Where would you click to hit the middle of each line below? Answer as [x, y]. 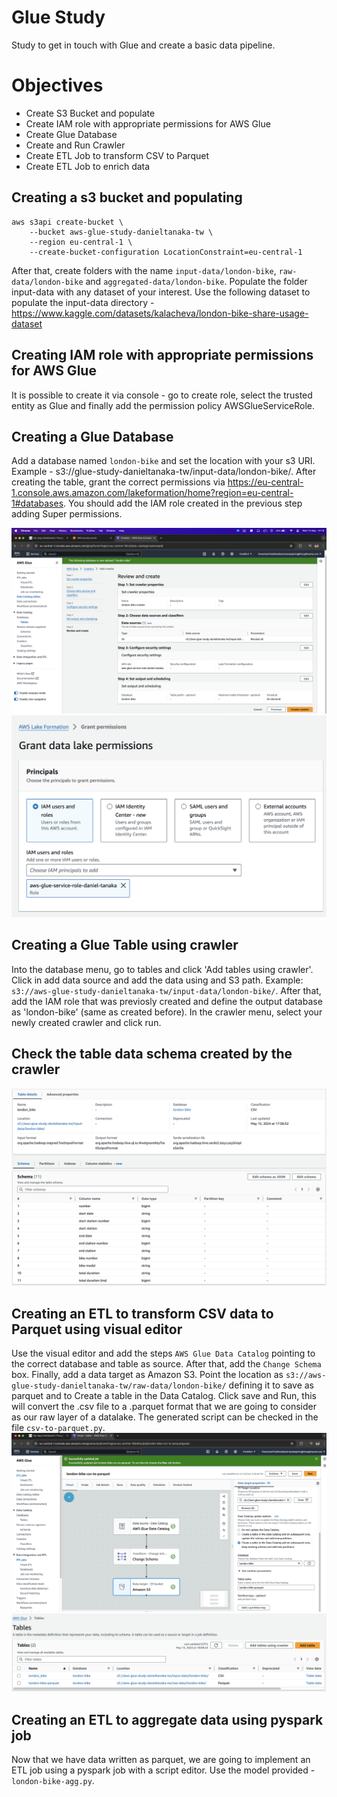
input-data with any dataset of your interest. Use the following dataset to [161, 292]
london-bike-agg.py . [53, 1781]
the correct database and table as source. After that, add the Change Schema [166, 1364]
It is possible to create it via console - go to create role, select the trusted [162, 395]
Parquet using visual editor [97, 1329]
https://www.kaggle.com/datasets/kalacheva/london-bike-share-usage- [160, 313]
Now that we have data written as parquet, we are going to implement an [161, 1760]
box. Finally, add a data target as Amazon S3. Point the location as [147, 1375]
